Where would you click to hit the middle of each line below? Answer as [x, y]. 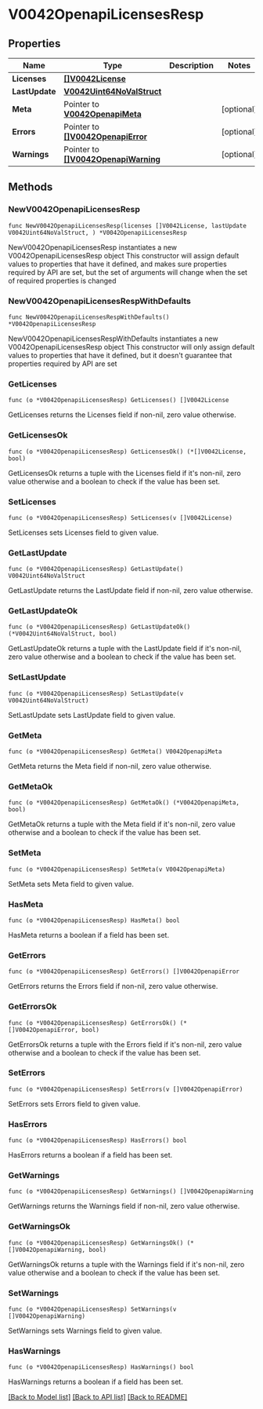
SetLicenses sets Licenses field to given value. [83, 532]
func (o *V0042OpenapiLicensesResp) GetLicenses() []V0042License [119, 401]
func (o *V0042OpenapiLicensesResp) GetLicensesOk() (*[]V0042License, [127, 452]
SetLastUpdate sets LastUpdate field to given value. [92, 715]
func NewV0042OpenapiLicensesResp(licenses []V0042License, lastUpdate [127, 225]
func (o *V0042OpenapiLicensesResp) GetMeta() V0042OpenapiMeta [115, 752]
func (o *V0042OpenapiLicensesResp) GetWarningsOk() [96, 1242]
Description [191, 66]
